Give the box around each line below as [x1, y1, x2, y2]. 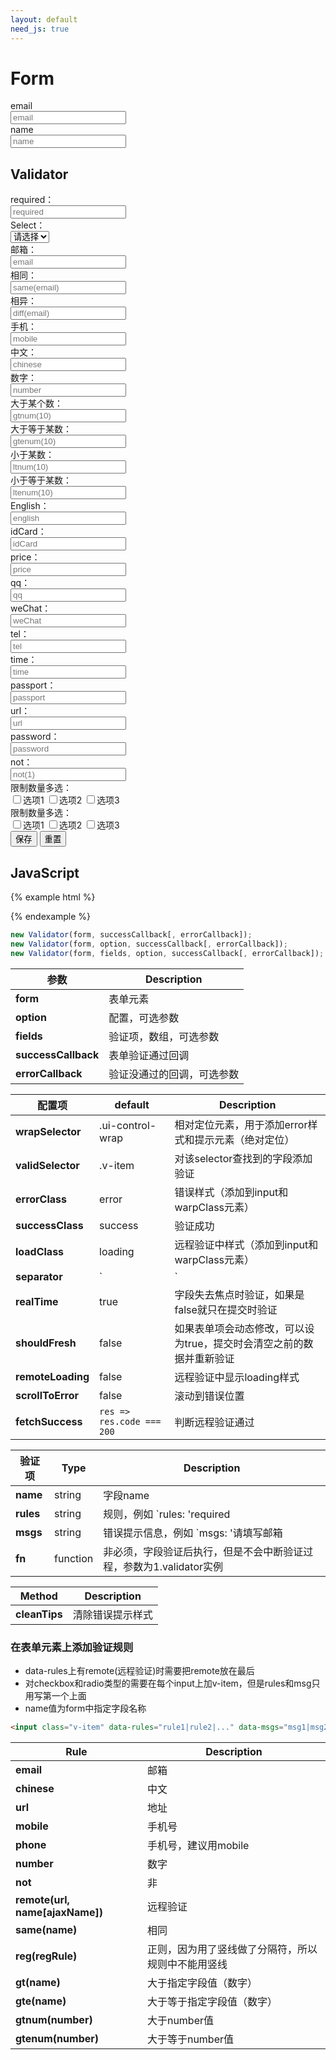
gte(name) [15, 1994, 67, 2008]
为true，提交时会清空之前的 [174, 1336, 304, 1350]
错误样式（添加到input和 [174, 1185, 289, 1199]
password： [10, 731, 60, 743]
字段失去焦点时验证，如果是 [174, 1287, 305, 1301]
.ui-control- [99, 1118, 157, 1132]
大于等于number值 [146, 2032, 235, 2046]
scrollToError [15, 1388, 80, 1402]
